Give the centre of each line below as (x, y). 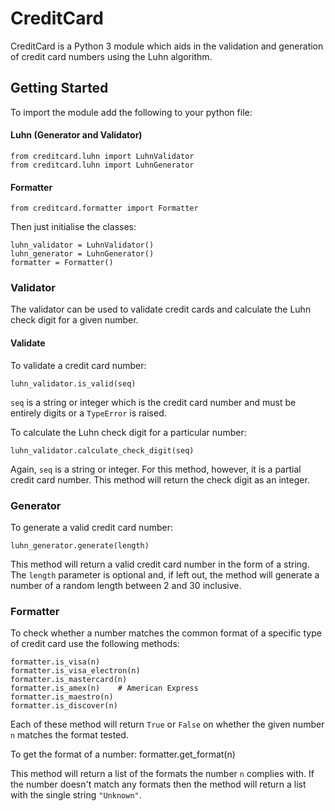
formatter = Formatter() (62, 263)
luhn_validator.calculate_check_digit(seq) (102, 450)
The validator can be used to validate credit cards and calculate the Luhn (161, 309)
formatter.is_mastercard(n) (69, 680)
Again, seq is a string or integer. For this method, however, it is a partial (156, 469)
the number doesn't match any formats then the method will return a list (158, 784)
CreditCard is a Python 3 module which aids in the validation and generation (167, 46)
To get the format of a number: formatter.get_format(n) (123, 754)
